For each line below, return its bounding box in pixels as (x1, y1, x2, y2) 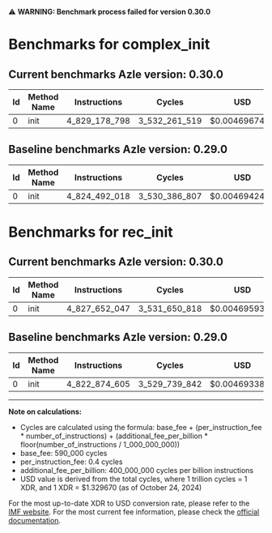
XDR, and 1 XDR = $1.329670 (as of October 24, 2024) (19, 482, 202, 492)
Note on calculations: (8, 407, 83, 416)
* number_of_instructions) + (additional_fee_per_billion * (19, 431, 208, 441)
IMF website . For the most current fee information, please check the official (8, 506, 260, 517)
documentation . (8, 515, 62, 525)
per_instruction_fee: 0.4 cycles (19, 457, 123, 467)
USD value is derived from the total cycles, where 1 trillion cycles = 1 (19, 474, 248, 484)
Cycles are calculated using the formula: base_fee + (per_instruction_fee (19, 422, 262, 432)
